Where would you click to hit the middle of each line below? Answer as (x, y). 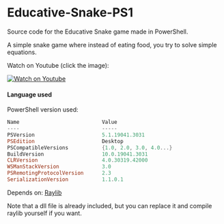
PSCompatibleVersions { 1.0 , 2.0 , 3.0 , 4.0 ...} (90, 148)
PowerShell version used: (43, 110)
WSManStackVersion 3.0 (59, 167)
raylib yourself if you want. (44, 213)
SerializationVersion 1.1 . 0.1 (66, 179)
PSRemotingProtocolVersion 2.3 (59, 173)
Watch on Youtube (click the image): (58, 65)
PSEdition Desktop (66, 141)
